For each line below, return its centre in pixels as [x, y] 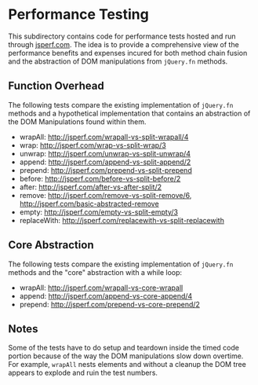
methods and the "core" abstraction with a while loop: [95, 272]
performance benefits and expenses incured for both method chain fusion [128, 53]
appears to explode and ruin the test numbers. [83, 373]
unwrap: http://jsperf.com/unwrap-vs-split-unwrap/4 [105, 153]
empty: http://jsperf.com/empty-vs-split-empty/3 [99, 212]
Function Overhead [56, 86]
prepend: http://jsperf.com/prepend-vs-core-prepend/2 [109, 304]
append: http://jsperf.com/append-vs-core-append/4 [106, 295]
